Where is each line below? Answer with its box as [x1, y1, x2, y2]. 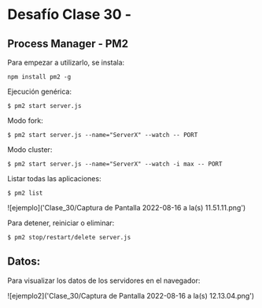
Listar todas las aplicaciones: [7, 174, 101, 183]
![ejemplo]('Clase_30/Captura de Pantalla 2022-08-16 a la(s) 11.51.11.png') [7, 203, 246, 212]
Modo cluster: [7, 145, 53, 154]
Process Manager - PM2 [7, 37, 129, 50]
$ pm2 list [7, 189, 43, 197]
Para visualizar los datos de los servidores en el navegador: [7, 276, 201, 285]
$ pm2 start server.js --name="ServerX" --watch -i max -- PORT [7, 160, 223, 168]
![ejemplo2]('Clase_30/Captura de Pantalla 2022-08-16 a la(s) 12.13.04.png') [7, 291, 255, 300]
